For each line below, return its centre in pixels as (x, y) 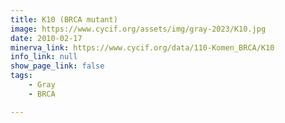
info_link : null (44, 57)
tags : (21, 76)
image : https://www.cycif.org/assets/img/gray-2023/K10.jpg (138, 29)
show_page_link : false (57, 66)
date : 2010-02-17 (46, 38)
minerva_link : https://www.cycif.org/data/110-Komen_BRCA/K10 (142, 47)
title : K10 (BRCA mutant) (64, 19)
